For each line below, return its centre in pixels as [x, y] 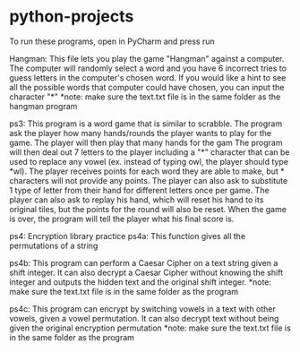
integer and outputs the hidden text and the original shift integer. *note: [140, 282]
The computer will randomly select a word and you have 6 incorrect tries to [148, 68]
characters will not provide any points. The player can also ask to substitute [149, 180]
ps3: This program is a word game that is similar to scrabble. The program [146, 124]
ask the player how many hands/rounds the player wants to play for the [141, 133]
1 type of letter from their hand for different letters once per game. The [140, 190]
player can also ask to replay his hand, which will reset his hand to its [137, 200]
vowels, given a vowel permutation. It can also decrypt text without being [144, 318]
